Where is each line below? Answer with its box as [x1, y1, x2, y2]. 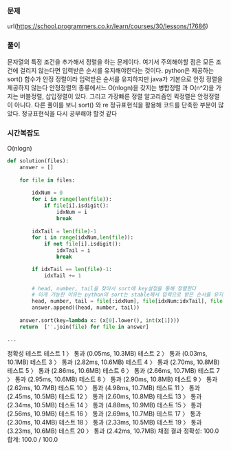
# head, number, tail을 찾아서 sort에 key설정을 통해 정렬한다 [32, 285, 197, 292]
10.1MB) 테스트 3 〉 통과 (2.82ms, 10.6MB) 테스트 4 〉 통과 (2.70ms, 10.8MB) [7, 358, 220, 366]
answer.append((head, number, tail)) [32, 304, 140, 311]
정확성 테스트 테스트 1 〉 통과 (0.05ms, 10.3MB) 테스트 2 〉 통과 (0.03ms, [7, 349, 208, 357]
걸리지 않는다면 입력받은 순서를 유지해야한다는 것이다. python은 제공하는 [19, 66, 214, 74]
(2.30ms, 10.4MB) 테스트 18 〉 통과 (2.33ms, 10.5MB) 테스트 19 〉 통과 [7, 418, 202, 426]
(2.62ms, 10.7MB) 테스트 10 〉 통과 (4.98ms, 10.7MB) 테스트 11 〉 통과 [7, 383, 201, 392]
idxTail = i [56, 247, 91, 254]
